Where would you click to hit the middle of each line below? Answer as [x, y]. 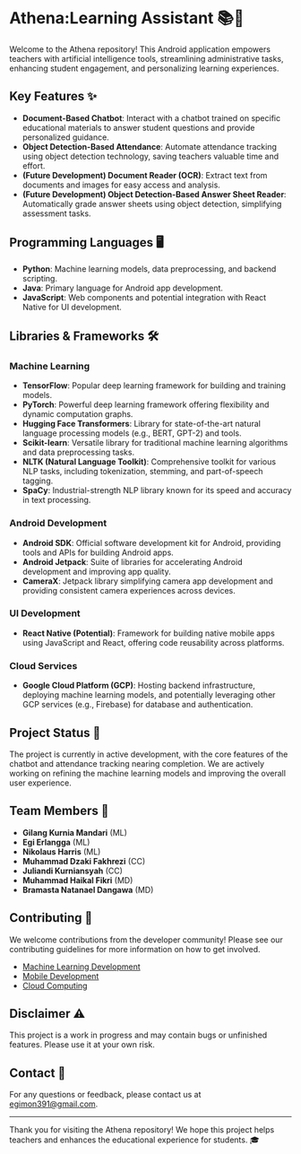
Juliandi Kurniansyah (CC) [73, 871]
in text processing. [56, 500]
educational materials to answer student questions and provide [138, 127]
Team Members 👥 [59, 811]
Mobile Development [60, 976]
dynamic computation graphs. [77, 414]
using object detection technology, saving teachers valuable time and [150, 156]
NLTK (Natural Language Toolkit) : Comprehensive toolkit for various [149, 462]
